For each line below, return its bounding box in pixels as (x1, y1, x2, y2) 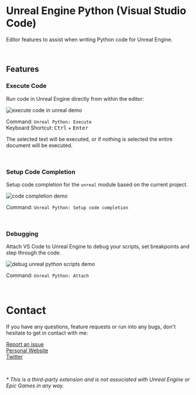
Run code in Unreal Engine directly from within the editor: (6, 95, 145, 102)
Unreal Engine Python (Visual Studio (6, 4, 187, 18)
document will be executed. (6, 142, 73, 149)
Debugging (6, 230, 39, 238)
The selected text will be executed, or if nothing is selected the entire (6, 135, 173, 142)
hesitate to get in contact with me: (6, 329, 88, 336)
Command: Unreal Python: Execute (6, 118, 92, 125)
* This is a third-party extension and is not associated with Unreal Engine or (6, 376, 190, 383)
